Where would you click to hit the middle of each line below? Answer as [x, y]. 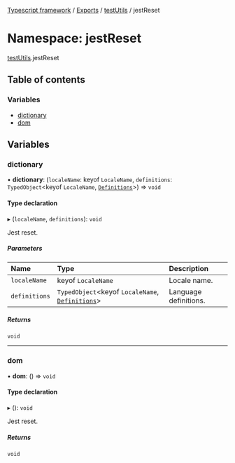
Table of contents [46, 80]
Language [185, 292]
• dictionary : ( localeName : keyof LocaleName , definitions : [90, 180]
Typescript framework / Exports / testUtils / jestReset [84, 10]
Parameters [25, 249]
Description [189, 269]
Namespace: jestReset [74, 39]
